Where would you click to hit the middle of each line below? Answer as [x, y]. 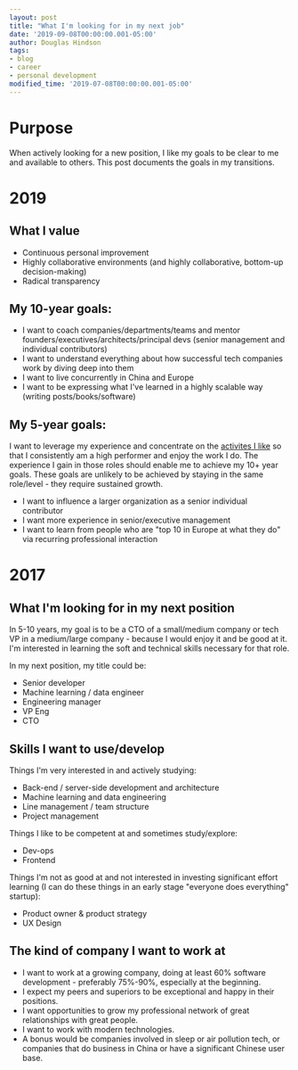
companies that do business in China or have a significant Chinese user [153, 1048]
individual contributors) [65, 350]
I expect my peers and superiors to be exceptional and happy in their [148, 992]
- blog [21, 59]
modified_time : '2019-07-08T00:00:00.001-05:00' [101, 84]
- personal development [53, 76]
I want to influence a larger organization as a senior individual [134, 501]
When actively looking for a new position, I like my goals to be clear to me [144, 152]
